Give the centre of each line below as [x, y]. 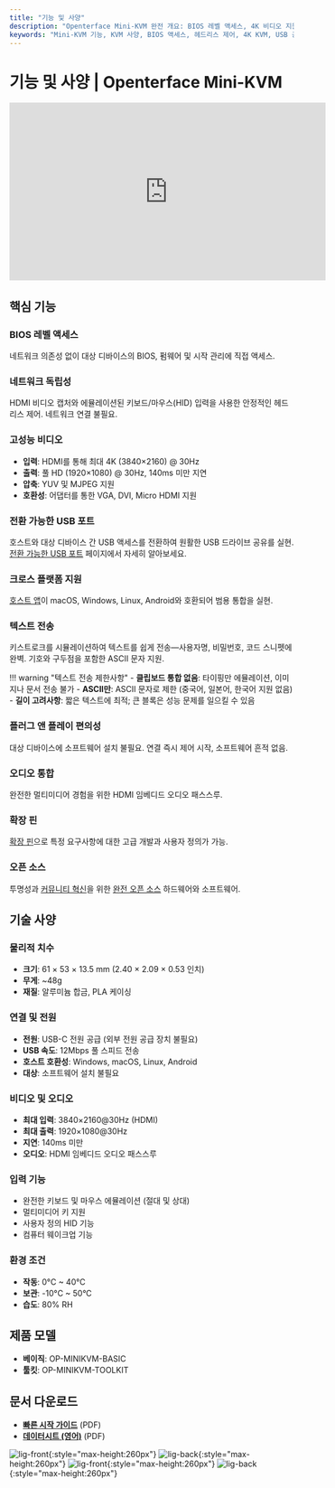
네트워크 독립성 [41, 381]
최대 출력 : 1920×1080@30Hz [75, 1131]
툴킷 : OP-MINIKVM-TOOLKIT [75, 1371]
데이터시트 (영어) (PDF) [64, 1437]
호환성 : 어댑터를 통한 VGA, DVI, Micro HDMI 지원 [109, 495]
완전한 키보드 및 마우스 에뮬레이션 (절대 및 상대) [106, 1201]
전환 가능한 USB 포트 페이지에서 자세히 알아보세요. [98, 553]
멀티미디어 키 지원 [54, 1212]
